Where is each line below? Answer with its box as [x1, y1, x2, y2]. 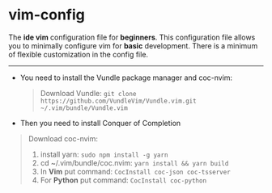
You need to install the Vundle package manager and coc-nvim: [19, 73, 233, 82]
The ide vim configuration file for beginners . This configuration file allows [8, 32, 256, 42]
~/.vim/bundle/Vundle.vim [40, 103, 128, 112]
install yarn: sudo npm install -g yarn [40, 149, 168, 159]
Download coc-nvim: [28, 133, 99, 143]
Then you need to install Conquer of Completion [19, 118, 181, 128]
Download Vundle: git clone [40, 88, 137, 98]
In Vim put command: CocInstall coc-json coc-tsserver [40, 166, 231, 176]
